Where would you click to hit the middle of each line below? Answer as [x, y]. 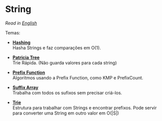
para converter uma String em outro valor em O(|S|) [65, 113]
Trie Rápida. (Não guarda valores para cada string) [64, 62]
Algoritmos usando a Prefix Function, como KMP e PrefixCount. [78, 77]
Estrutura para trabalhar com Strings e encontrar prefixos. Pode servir [84, 107]
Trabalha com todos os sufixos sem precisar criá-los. [67, 92]
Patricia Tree [26, 57]
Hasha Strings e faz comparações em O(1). [56, 47]
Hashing [21, 42]
